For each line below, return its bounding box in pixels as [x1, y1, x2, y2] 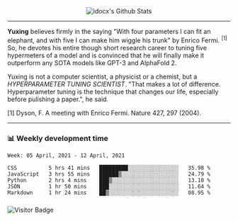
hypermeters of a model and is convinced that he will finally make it [7, 51, 204, 59]
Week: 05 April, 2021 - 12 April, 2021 [7, 152, 125, 159]
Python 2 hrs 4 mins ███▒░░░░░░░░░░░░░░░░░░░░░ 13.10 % [7, 176, 211, 183]
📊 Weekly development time [7, 133, 108, 143]
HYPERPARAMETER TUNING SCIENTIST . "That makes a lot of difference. [7, 79, 221, 88]
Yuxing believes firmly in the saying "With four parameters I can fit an [7, 28, 211, 35]
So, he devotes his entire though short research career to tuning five [7, 43, 208, 52]
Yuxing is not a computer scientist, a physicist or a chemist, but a [7, 72, 198, 81]
